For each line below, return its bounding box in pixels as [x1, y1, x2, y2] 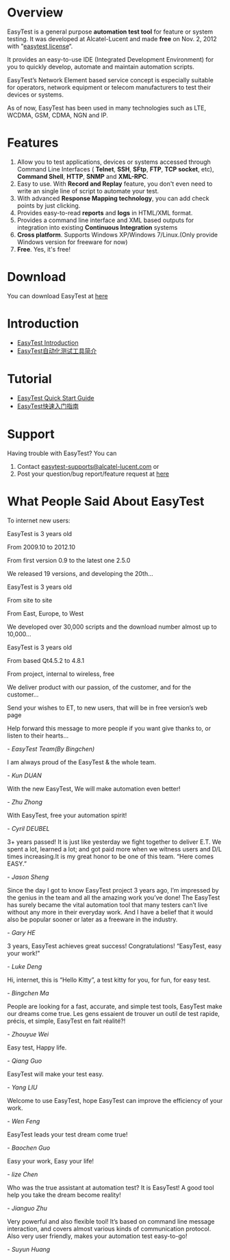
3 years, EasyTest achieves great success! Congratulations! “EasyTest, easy [7, 941, 222, 950]
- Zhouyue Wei [7, 1030, 49, 1038]
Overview [7, 5, 64, 21]
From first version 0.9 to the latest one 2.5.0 [7, 556, 131, 564]
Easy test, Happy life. [7, 1043, 67, 1052]
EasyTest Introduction [16, 338, 79, 347]
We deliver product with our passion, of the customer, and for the [7, 683, 192, 691]
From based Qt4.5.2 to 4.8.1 [7, 656, 84, 664]
